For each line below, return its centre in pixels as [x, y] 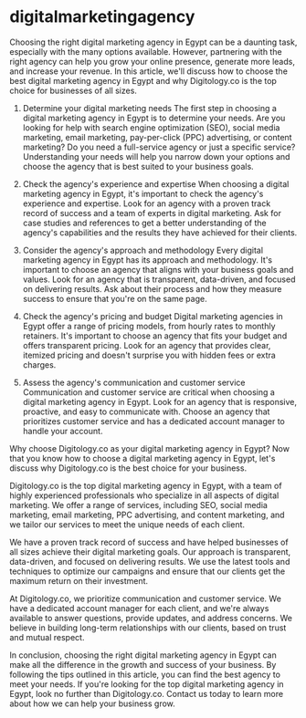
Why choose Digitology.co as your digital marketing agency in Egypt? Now [150, 448]
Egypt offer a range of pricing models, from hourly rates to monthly [149, 326]
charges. [39, 364]
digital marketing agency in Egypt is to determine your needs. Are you [154, 118]
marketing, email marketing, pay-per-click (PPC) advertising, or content [157, 137]
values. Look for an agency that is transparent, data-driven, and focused [159, 279]
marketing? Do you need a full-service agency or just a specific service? [159, 147]
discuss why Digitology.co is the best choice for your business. [128, 468]
